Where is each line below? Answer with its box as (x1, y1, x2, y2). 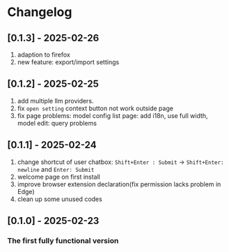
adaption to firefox (17, 50, 71, 59)
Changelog (7, 4, 72, 20)
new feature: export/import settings (17, 58, 120, 66)
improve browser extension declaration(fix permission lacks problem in (17, 179, 221, 188)
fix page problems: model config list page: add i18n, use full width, (17, 111, 208, 119)
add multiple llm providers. (17, 96, 94, 105)
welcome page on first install (17, 172, 101, 181)
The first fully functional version (7, 235, 119, 245)
